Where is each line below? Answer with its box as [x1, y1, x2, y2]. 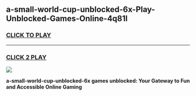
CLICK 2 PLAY [6, 53, 47, 61]
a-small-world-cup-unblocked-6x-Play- [6, 5, 156, 15]
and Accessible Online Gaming [6, 83, 82, 90]
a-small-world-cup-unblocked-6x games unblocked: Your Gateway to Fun [6, 77, 190, 84]
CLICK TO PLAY [6, 31, 51, 40]
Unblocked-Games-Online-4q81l [6, 14, 128, 24]
